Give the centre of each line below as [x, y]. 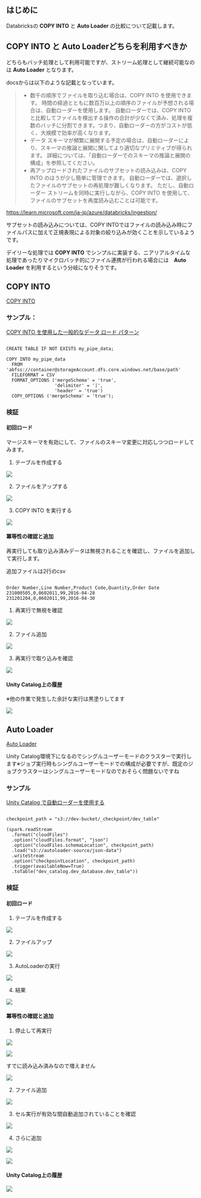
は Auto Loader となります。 [41, 70]
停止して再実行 [33, 1030]
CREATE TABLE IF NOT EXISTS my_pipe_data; [60, 349]
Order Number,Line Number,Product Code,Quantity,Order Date [83, 588]
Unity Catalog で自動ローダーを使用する [55, 802]
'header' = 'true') [79, 391]
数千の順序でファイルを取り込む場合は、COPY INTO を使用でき [108, 95]
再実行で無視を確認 [39, 610]
